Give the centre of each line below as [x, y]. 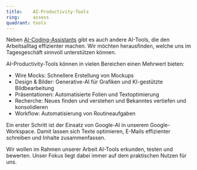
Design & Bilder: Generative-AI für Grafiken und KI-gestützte [89, 82]
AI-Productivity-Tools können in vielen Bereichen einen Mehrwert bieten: [95, 64]
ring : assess [28, 17]
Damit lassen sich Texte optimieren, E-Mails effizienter [104, 131]
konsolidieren [31, 107]
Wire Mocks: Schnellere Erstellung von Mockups [74, 76]
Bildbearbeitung [35, 88]
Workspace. [21, 131]
